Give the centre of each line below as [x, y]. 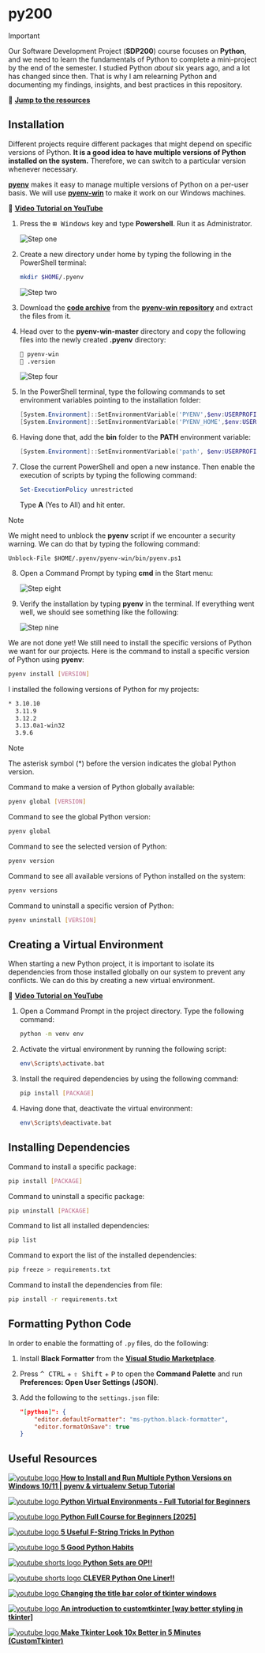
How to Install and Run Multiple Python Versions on [146, 1478]
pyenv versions [33, 891]
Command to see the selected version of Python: [88, 846]
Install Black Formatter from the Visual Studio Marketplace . [118, 1358]
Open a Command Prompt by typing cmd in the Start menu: [116, 573]
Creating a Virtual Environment [86, 945]
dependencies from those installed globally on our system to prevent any [127, 972]
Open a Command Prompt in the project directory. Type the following [132, 1011]
